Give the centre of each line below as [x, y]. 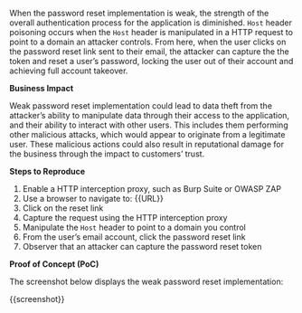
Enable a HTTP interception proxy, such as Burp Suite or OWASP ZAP [152, 189]
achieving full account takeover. [69, 71]
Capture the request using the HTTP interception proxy [125, 218]
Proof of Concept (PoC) [54, 264]
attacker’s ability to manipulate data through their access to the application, [150, 115]
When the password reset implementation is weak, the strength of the [139, 13]
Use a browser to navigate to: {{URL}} [93, 199]
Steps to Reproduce [47, 171]
